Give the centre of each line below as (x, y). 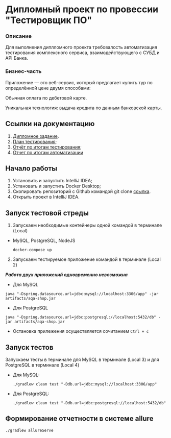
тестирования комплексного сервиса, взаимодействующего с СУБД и (82, 53)
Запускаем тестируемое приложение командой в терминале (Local (87, 259)
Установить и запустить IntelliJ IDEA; (53, 181)
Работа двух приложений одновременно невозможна (67, 275)
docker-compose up (32, 250)
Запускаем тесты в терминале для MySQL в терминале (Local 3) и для (82, 360)
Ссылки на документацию (50, 124)
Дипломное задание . (36, 136)
